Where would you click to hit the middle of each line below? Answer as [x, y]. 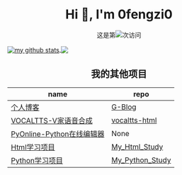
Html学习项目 [33, 147]
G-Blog [124, 107]
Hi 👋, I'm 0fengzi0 [119, 15]
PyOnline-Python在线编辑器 [58, 134]
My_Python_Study [141, 160]
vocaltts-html [134, 120]
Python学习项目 [37, 161]
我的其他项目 [119, 74]
